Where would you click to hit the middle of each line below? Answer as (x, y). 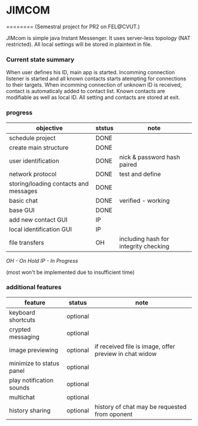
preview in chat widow (126, 354)
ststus (104, 128)
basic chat (24, 200)
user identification (34, 161)
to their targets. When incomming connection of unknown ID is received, (94, 85)
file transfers (27, 242)
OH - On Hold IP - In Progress (42, 260)
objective (49, 128)
